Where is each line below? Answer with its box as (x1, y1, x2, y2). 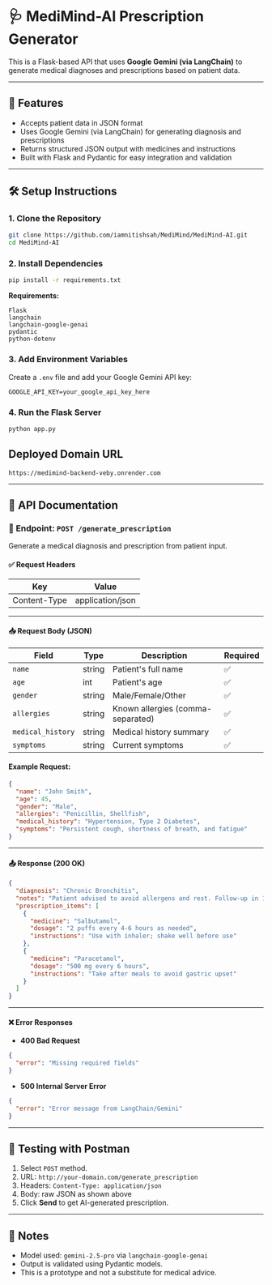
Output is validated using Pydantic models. (19, 1259, 164, 1269)
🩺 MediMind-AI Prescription (8, 7, 204, 26)
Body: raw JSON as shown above (19, 1189, 132, 1199)
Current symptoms (112, 739, 184, 750)
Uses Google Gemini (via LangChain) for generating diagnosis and (19, 126, 241, 136)
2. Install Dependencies (8, 258, 104, 269)
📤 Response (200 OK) (8, 858, 85, 868)
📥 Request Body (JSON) (8, 626, 93, 636)
